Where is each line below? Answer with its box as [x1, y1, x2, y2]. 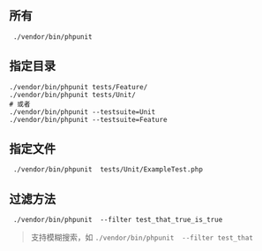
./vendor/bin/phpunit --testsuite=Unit [9, 107, 156, 117]
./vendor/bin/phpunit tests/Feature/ [9, 82, 148, 91]
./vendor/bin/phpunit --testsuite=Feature [9, 115, 168, 124]
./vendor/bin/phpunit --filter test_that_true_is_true [12, 216, 223, 224]
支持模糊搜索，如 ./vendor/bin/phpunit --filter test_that [30, 232, 254, 243]
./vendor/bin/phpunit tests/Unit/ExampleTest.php [12, 165, 203, 174]
